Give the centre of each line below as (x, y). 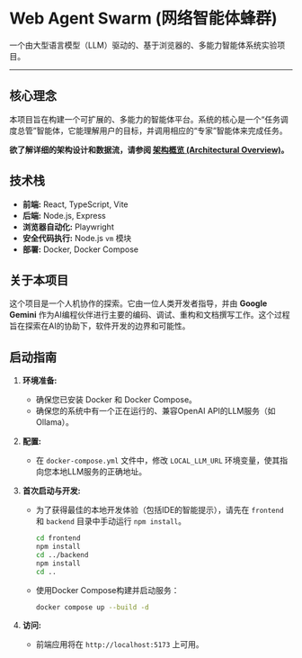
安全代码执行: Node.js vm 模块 (77, 238)
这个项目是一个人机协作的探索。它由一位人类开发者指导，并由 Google (138, 303)
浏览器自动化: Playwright (68, 227)
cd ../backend (62, 554)
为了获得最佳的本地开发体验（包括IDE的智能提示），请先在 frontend (160, 510)
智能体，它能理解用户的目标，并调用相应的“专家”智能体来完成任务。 (162, 131)
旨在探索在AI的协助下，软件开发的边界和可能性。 (100, 326)
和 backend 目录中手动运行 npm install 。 (111, 521)
